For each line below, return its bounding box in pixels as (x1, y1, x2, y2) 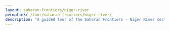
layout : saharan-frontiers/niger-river (5, 7, 90, 13)
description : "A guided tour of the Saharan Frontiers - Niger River (5, 17, 155, 22)
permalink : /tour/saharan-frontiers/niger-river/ (5, 12, 112, 17)
